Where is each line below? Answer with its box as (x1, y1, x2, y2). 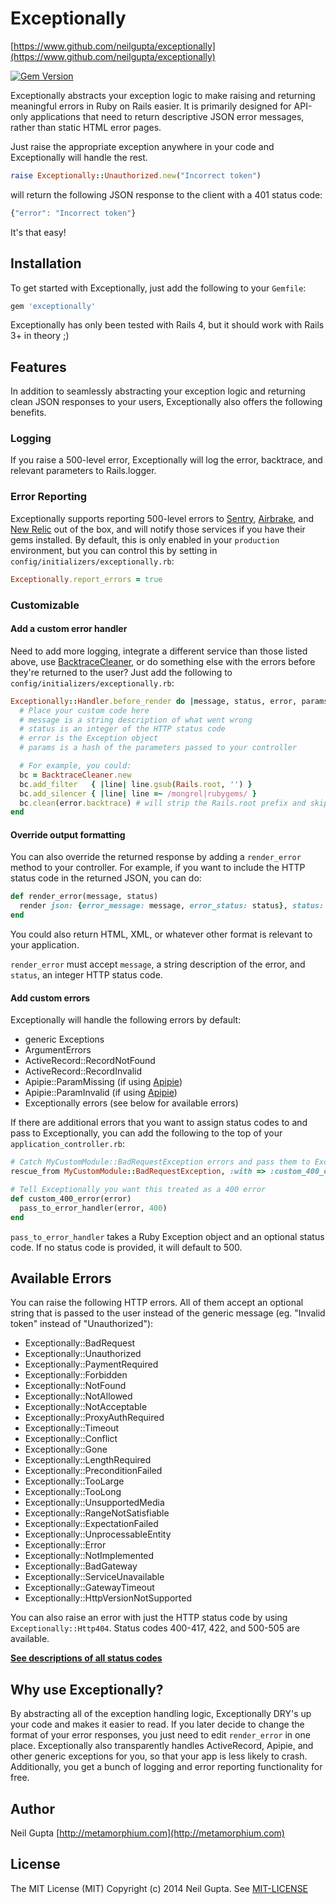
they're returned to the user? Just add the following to (10, 666, 233, 678)
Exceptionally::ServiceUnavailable (24, 1571, 165, 1583)
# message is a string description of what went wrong (19, 715, 253, 725)
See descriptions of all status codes (10, 1652, 163, 1664)
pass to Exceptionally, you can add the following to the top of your (10, 1127, 283, 1139)
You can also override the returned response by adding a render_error (10, 851, 302, 863)
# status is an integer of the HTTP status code (19, 724, 226, 734)
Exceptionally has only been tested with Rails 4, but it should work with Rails (10, 319, 325, 331)
